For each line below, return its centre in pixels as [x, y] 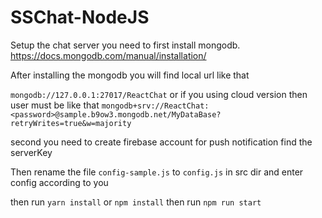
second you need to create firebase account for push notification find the [161, 142]
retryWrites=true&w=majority [71, 123]
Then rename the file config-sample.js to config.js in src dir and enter [157, 172]
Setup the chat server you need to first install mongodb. [125, 45]
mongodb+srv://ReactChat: [155, 106]
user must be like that [55, 105]
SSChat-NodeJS [80, 17]
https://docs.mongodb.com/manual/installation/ [108, 55]
